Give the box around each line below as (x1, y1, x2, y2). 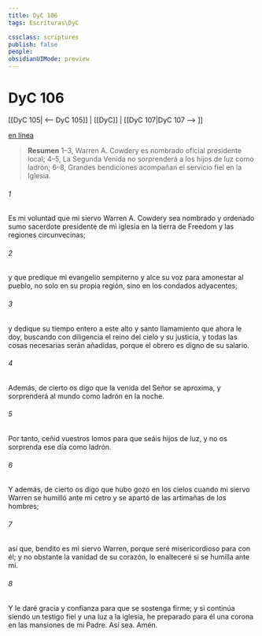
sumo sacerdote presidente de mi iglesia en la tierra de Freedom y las (8, 222, 234, 231)
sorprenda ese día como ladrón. (8, 442, 112, 451)
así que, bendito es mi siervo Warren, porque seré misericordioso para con (8, 544, 251, 553)
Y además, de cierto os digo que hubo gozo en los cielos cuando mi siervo (8, 484, 250, 494)
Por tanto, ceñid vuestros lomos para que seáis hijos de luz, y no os (8, 433, 228, 443)
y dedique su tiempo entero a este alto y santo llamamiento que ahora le (8, 324, 242, 333)
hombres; (8, 502, 39, 511)
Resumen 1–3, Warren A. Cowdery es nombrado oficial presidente (27, 145, 242, 155)
